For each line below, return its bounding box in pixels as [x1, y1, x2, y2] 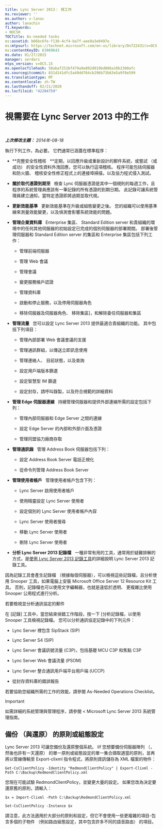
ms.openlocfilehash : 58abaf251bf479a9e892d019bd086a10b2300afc [5, 66, 136, 71]
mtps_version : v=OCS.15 [5, 61, 53, 66]
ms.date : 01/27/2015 [5, 52, 47, 57]
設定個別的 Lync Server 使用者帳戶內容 [19, 508, 97, 514]
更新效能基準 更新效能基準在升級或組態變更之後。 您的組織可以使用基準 [12, 203, 158, 209]
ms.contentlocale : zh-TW [5, 79, 55, 84]
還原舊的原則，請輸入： [5, 785, 52, 791]
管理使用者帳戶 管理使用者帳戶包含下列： [12, 477, 97, 483]
